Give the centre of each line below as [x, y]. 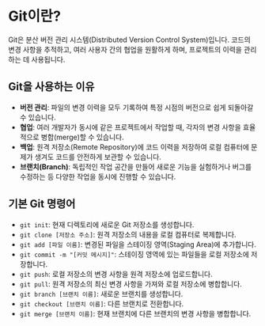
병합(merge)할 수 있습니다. [82, 137]
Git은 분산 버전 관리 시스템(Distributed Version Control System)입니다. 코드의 [129, 40]
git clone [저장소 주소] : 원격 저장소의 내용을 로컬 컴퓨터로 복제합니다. [128, 234]
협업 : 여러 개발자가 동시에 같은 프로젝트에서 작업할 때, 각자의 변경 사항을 [130, 127]
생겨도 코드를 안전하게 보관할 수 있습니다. [98, 157]
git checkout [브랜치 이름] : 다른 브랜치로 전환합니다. [102, 303]
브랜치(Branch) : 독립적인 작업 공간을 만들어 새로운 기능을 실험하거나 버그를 [135, 166]
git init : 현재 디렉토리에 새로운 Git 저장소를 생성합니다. [107, 224]
